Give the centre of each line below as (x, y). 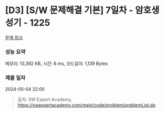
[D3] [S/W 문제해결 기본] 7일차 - (69, 10)
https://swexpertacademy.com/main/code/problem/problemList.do (87, 105)
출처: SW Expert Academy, (45, 99)
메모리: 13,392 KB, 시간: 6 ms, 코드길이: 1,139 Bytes (56, 63)
